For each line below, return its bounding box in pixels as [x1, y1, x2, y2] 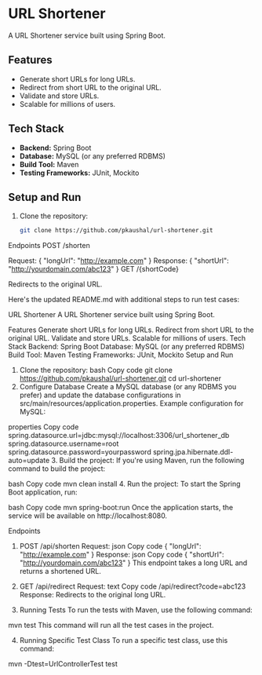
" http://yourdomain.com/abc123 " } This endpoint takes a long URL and [19, 558, 248, 567]
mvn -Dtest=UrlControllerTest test [8, 659, 118, 669]
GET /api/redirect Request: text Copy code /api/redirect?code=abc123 [19, 582, 246, 591]
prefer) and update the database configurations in [19, 390, 182, 400]
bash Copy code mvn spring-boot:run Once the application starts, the [8, 503, 234, 513]
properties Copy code [8, 422, 79, 432]
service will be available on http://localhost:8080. [8, 511, 167, 520]
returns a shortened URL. [19, 567, 102, 576]
